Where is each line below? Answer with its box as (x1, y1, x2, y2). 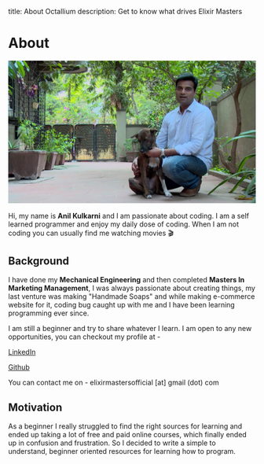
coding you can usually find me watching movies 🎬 (8, 228, 174, 238)
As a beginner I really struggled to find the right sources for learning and (8, 421, 243, 431)
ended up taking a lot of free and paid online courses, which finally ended (8, 429, 247, 439)
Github (8, 363, 30, 372)
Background (8, 254, 69, 267)
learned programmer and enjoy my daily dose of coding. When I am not (8, 219, 240, 229)
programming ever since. (8, 308, 90, 318)
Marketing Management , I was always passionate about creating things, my (8, 283, 255, 293)
